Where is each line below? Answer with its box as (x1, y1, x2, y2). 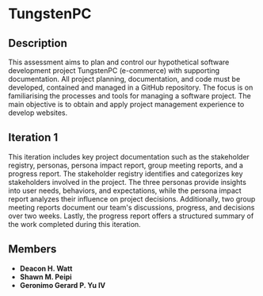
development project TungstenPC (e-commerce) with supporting (8, 66, 220, 75)
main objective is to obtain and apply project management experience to (8, 100, 245, 109)
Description (8, 37, 67, 50)
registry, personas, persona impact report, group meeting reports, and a (8, 160, 244, 170)
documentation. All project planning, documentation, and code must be (8, 75, 241, 83)
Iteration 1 (8, 131, 59, 144)
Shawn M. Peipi (19, 271, 73, 282)
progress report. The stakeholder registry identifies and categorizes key (8, 168, 243, 179)
